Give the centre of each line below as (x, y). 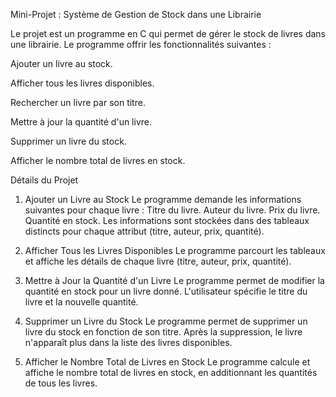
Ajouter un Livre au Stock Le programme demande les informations (163, 199)
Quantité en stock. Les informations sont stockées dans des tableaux (167, 220)
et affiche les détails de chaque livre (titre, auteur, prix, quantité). (158, 261)
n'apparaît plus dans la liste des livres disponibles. (128, 342)
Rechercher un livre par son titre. (78, 102)
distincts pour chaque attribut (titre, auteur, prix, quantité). (144, 231)
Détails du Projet (44, 180)
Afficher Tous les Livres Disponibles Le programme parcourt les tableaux (175, 250)
